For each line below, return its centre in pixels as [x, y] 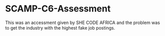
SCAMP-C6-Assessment [58, 9]
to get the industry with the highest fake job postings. [60, 27]
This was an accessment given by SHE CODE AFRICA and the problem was [82, 22]
